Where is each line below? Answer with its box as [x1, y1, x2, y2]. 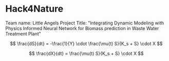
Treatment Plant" [5, 30, 41, 37]
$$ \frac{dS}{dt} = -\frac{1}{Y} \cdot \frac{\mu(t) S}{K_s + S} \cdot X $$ [10, 40, 163, 46]
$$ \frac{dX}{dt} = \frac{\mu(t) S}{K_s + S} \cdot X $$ [29, 50, 144, 56]
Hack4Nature [5, 3, 64, 15]
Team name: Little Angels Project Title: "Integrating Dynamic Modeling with [5, 20, 164, 26]
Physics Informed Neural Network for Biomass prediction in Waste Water [5, 25, 159, 31]
